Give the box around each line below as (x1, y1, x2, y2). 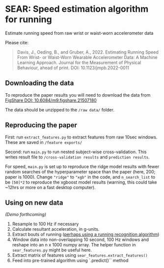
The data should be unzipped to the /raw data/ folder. (5, 107, 114, 112)
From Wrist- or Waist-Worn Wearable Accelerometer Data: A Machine (17, 54, 158, 60)
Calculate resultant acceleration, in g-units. (12, 226, 100, 232)
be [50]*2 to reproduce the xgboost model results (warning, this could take (5, 179, 157, 185)
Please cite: (5, 39, 29, 45)
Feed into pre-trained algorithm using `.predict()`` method (12, 258, 129, 264)
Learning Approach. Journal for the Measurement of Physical (17, 59, 141, 65)
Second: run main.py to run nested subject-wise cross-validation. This (5, 149, 147, 155)
